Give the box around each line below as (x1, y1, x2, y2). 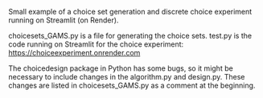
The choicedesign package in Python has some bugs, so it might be (8, 63, 233, 73)
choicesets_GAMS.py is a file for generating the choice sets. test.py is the (8, 31, 252, 40)
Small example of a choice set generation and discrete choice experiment (8, 7, 253, 16)
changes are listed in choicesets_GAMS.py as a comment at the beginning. (8, 80, 256, 90)
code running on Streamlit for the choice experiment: (8, 39, 184, 49)
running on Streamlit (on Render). (8, 15, 119, 25)
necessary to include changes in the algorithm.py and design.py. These (8, 72, 245, 81)
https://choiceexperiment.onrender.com (8, 48, 141, 57)
